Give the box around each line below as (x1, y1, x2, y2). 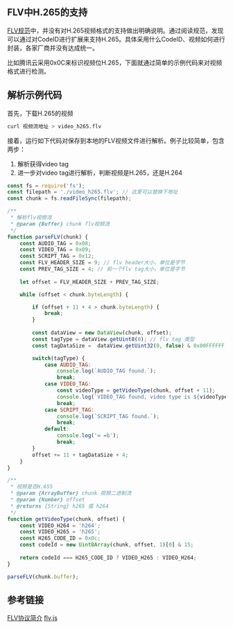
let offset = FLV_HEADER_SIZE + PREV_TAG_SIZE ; (19, 278, 159, 286)
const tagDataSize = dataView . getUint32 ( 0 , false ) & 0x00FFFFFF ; (32, 342, 228, 349)
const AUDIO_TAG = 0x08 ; (19, 240, 92, 247)
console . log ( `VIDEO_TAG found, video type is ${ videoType (56, 393, 228, 400)
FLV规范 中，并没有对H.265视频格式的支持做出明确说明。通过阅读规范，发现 (7, 26, 224, 35)
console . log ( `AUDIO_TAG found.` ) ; (56, 368, 157, 374)
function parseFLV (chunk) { (7, 233, 89, 241)
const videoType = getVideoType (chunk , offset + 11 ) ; (56, 387, 216, 394)
